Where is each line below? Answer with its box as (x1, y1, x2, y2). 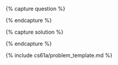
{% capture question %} (5, 5, 65, 12)
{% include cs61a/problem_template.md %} (5, 52, 113, 59)
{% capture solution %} (5, 28, 63, 36)
